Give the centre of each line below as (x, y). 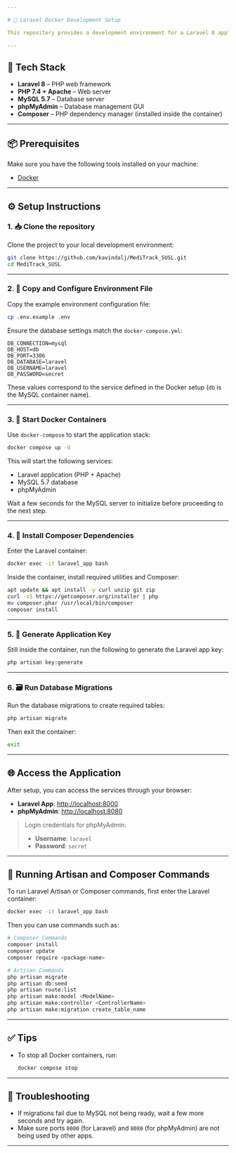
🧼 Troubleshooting (48, 1096)
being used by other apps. (55, 1135)
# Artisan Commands (36, 970)
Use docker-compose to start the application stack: (79, 435)
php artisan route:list (42, 990)
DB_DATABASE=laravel (38, 362)
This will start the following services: (60, 460)
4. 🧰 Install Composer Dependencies (71, 535)
